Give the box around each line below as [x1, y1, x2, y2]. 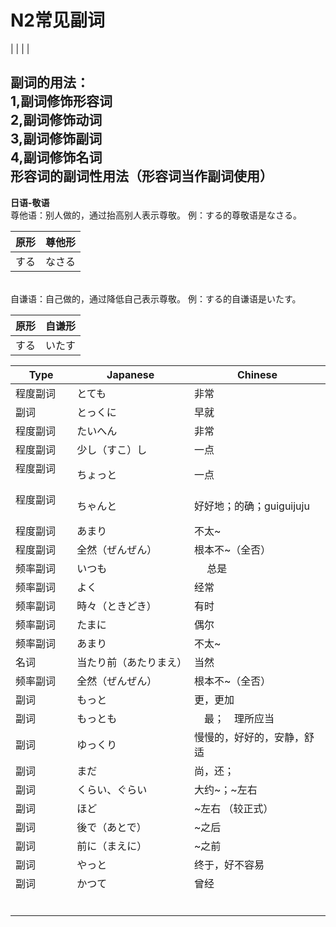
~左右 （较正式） [193, 801, 274, 815]
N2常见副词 [10, 9, 105, 32]
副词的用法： [10, 74, 90, 91]
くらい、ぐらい [76, 782, 148, 796]
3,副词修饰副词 [10, 131, 103, 148]
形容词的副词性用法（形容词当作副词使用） [10, 168, 273, 185]
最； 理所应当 [203, 711, 275, 725]
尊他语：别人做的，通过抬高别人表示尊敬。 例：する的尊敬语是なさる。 [10, 209, 302, 221]
